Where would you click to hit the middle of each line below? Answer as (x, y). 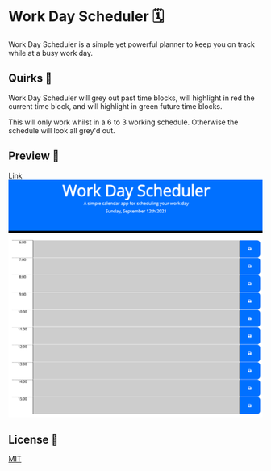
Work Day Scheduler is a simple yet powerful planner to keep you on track (132, 44)
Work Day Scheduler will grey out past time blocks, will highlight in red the (132, 98)
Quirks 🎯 (30, 78)
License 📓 (33, 439)
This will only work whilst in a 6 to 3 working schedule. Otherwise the (123, 122)
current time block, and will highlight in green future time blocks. (116, 106)
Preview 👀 (34, 156)
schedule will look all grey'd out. (62, 130)
